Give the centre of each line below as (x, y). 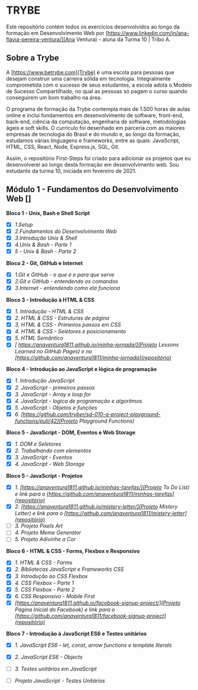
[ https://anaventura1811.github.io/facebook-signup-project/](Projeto (98, 603)
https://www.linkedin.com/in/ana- (148, 33)
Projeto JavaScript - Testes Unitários (60, 681)
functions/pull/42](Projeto (46, 421)
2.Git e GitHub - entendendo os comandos (66, 281)
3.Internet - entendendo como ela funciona (67, 288)
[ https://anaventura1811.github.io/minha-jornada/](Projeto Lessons (97, 345)
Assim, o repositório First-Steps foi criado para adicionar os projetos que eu (98, 158)
